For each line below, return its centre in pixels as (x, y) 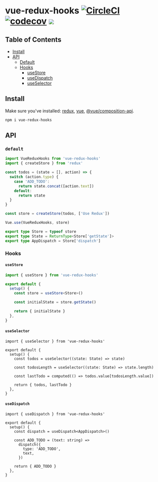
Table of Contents (33, 40)
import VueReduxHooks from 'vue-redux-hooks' (53, 159)
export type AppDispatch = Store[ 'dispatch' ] (53, 241)
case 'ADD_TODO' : (32, 182)
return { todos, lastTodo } (43, 385)
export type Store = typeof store (41, 231)
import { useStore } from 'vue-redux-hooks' (52, 275)
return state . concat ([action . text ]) (56, 186)
